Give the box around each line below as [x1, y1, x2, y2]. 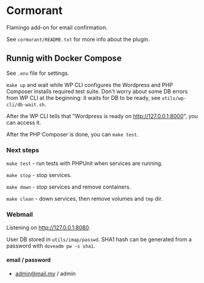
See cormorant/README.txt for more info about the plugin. [6, 35, 150, 43]
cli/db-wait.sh [6, 102, 45, 108]
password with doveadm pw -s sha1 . [6, 242, 96, 250]
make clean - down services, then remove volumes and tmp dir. [6, 195, 163, 203]
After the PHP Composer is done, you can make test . [6, 130, 139, 138]
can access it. [6, 119, 41, 126]
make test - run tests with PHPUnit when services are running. [6, 159, 163, 167]
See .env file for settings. [6, 69, 69, 77]
